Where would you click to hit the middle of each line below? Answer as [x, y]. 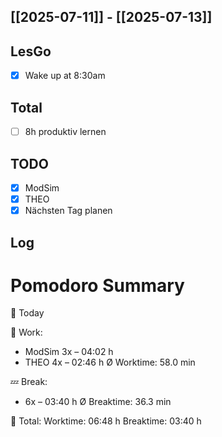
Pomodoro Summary [97, 285]
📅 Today [27, 313]
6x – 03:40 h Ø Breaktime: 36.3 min [98, 402]
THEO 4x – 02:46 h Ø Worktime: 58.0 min [110, 362]
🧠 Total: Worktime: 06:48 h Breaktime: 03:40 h [106, 421]
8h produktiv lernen [65, 132]
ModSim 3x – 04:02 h [69, 352]
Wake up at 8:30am [65, 76]
